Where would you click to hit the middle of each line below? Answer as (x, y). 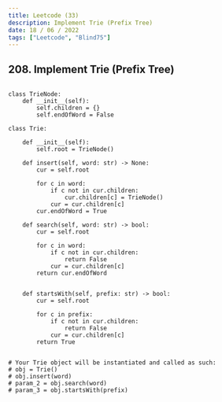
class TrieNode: (35, 94)
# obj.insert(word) (40, 377)
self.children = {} (68, 108)
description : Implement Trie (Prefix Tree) (81, 23)
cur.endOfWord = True (72, 212)
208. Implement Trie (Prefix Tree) (91, 69)
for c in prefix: (65, 315)
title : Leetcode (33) (44, 15)
